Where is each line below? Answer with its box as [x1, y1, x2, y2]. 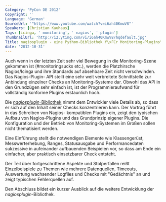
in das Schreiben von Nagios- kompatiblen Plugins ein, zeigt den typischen [5, 110, 158, 116]
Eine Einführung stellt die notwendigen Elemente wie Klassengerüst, [5, 135, 144, 141]
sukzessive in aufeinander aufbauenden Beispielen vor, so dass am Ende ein [5, 145, 161, 151]
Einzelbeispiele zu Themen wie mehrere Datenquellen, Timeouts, [5, 166, 137, 172]
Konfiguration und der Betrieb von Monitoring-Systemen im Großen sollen [5, 120, 156, 126]
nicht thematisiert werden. [5, 125, 58, 132]
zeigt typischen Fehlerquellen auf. [5, 176, 74, 182]
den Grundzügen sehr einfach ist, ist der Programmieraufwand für [5, 84, 140, 90]
